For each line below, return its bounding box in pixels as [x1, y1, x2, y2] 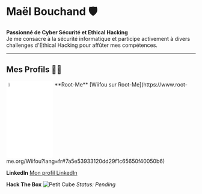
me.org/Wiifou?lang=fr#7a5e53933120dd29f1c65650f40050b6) [6, 157, 165, 165]
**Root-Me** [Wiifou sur [54, 80, 117, 88]
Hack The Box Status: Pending [6, 181, 116, 188]
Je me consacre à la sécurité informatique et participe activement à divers [6, 35, 191, 42]
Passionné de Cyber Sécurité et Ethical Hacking [6, 28, 128, 36]
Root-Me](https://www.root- [118, 80, 188, 88]
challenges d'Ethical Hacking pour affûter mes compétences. [6, 41, 158, 49]
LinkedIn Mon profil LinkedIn [6, 169, 78, 176]
